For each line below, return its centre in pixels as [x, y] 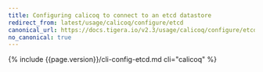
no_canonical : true [40, 37]
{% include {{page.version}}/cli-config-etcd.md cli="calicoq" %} [113, 59]
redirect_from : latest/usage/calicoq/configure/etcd [96, 23]
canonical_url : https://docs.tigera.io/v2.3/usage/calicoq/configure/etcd [133, 30]
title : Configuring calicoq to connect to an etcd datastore [110, 15]
